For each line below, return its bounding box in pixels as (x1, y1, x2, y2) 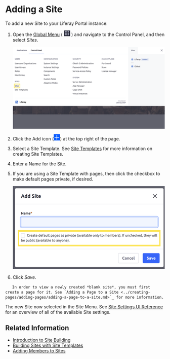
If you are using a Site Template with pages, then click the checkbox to (12, 170, 160, 176)
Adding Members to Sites (12, 348, 66, 354)
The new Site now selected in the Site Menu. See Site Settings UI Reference (5, 303, 163, 310)
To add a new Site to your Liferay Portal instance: (5, 20, 108, 26)
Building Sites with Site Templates (12, 342, 83, 348)
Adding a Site (5, 4, 63, 15)
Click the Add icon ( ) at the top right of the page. (12, 135, 120, 141)
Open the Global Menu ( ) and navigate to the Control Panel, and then (12, 31, 165, 38)
